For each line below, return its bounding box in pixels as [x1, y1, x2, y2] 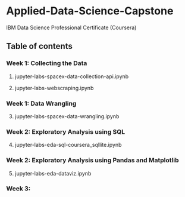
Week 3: [6, 184, 31, 193]
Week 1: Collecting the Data [6, 59, 87, 67]
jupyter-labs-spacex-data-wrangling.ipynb [14, 112, 120, 120]
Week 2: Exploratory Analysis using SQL [6, 127, 126, 136]
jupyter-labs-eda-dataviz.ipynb [14, 170, 92, 177]
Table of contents [6, 41, 73, 51]
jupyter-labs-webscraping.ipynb [14, 84, 94, 91]
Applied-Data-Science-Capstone [6, 4, 174, 18]
